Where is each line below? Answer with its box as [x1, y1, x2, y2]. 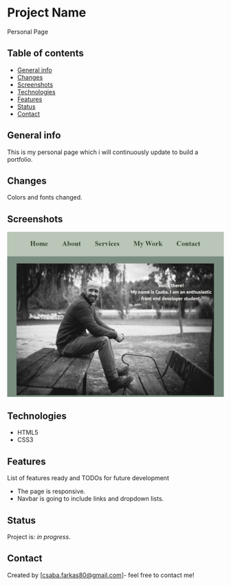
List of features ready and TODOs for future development [7, 474, 170, 482]
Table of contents [7, 47, 84, 59]
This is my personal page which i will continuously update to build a [7, 148, 199, 156]
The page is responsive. [16, 487, 86, 496]
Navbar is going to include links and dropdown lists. [16, 495, 164, 503]
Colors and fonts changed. [7, 193, 82, 202]
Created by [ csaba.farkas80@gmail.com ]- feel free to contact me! [7, 571, 195, 579]
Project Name [7, 5, 87, 21]
